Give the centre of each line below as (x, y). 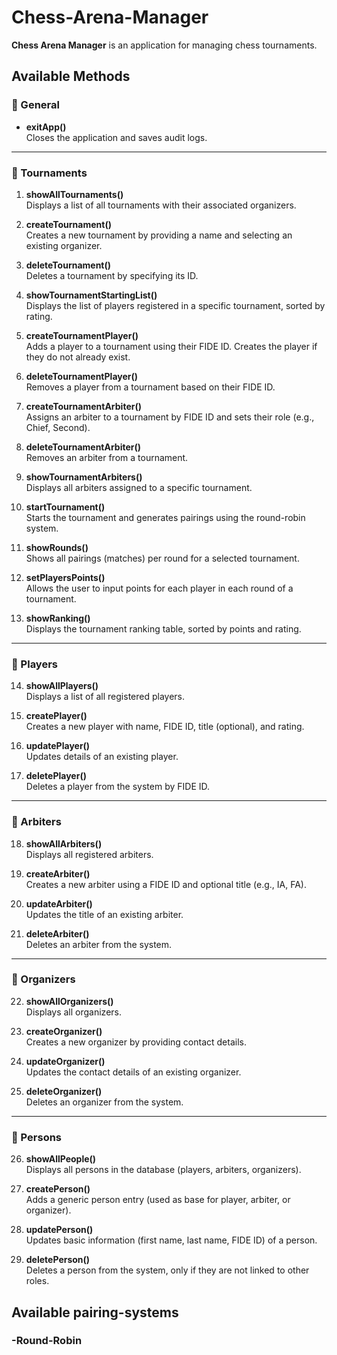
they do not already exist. (78, 357)
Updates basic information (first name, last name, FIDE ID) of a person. (171, 1240)
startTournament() (65, 507)
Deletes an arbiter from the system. (99, 944)
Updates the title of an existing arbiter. (104, 914)
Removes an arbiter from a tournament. (107, 457)
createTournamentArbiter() (83, 406)
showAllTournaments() (74, 194)
